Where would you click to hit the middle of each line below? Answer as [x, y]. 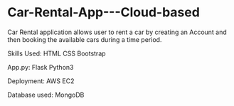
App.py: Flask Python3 [41, 67]
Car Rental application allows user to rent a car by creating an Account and [117, 32]
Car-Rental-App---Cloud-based [104, 12]
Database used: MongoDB [46, 95]
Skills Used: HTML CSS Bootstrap [57, 53]
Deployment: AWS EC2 [41, 81]
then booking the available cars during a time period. [85, 39]
